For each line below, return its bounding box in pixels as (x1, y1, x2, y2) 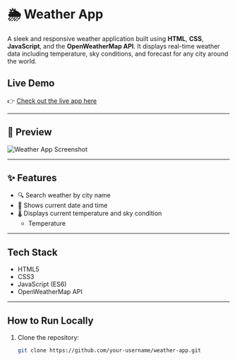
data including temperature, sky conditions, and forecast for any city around (7, 49, 229, 58)
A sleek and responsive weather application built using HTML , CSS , (7, 34, 204, 43)
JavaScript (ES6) (17, 280, 67, 288)
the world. (7, 56, 37, 65)
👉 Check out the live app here (7, 97, 97, 105)
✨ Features (7, 171, 57, 184)
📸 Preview (7, 126, 52, 138)
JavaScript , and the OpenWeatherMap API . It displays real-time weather (7, 42, 220, 50)
